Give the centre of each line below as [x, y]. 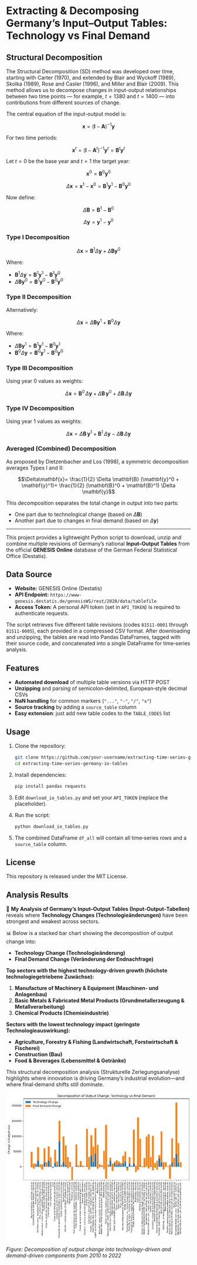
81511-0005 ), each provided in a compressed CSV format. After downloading [98, 631]
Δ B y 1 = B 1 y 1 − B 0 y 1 [37, 345]
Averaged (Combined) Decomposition [61, 448]
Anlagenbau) [31, 994]
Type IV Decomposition [40, 409]
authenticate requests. [42, 613]
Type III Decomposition [40, 368]
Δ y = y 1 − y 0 [98, 221]
